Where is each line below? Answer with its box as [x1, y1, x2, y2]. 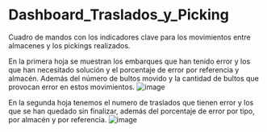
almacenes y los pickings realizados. [8, 40, 131, 50]
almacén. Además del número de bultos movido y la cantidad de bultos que [8, 73, 260, 83]
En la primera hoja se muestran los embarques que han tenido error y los [8, 56, 251, 66]
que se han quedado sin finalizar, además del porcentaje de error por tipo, [8, 106, 256, 116]
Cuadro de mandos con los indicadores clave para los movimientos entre [8, 32, 252, 42]
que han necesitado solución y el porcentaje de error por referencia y [8, 64, 240, 74]
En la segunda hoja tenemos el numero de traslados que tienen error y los [8, 97, 254, 107]
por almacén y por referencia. [8, 114, 107, 124]
